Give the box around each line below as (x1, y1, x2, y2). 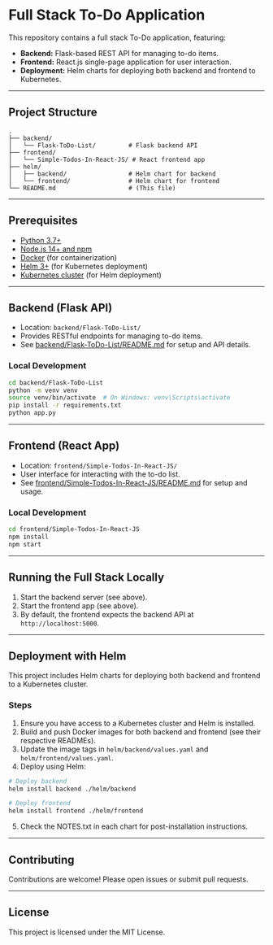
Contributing (8, 852, 75, 867)
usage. (19, 486, 44, 496)
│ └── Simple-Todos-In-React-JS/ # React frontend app (8, 155, 206, 163)
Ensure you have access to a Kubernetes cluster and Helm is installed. (19, 718, 256, 728)
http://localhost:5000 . (19, 618, 100, 628)
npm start (8, 540, 42, 548)
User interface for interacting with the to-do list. (19, 469, 180, 479)
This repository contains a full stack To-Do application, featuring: (8, 33, 226, 42)
